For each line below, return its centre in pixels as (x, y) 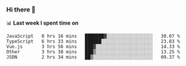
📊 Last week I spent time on (42, 23)
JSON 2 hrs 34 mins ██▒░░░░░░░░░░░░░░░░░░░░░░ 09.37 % (93, 57)
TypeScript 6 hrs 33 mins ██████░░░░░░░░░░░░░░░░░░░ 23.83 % (93, 41)
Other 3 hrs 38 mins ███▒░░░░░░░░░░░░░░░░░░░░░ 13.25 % (93, 52)
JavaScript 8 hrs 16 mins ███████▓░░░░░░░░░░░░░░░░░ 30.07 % (93, 36)
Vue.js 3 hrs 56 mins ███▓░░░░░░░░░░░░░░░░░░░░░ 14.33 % (93, 47)
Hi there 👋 (21, 10)
